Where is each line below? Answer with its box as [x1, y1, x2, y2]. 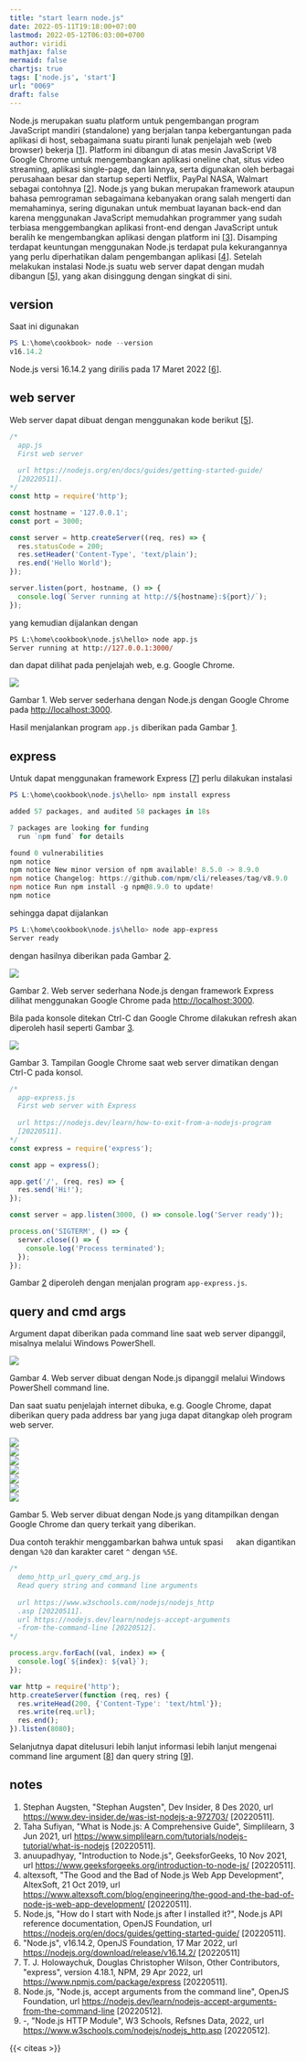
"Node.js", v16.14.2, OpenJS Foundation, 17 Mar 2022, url [22, 1937, 237, 1948]
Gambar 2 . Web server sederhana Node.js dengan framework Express [9, 984, 274, 996]
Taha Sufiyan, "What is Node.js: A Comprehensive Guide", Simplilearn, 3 [22, 1821, 295, 1832]
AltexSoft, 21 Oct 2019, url [22, 1879, 121, 1890]
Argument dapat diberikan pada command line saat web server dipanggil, [9, 1328, 286, 1339]
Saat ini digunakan [9, 321, 79, 332]
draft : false [9, 90, 59, 99]
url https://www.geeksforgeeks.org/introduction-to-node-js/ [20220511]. [22, 1859, 296, 1870]
